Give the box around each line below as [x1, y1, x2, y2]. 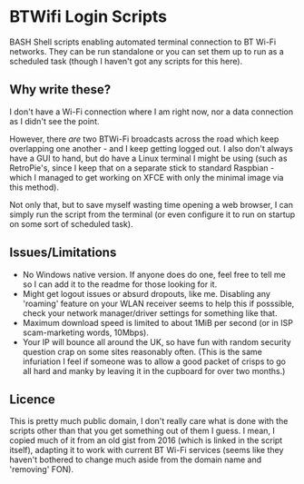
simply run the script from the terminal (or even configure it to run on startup [9, 209, 296, 220]
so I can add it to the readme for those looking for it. [22, 279, 218, 290]
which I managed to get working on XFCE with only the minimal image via [9, 172, 284, 183]
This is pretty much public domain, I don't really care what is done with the [9, 416, 289, 427]
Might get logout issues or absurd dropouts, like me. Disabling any [22, 288, 270, 299]
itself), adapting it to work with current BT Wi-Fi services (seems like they [9, 445, 284, 456]
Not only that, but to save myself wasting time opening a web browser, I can [9, 199, 293, 210]
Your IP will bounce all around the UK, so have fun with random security [22, 336, 292, 347]
